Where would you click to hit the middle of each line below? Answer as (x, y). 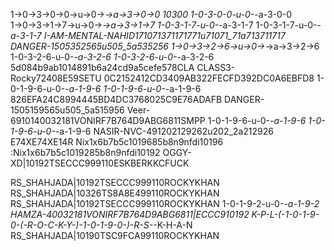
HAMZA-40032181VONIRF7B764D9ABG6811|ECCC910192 (130, 214)
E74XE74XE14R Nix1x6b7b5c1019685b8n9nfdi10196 (117, 142)
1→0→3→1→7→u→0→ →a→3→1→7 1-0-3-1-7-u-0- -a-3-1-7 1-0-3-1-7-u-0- (164, 25)
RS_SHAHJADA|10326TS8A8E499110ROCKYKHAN (115, 193)
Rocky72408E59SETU (56, 78)
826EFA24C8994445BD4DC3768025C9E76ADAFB (116, 99)
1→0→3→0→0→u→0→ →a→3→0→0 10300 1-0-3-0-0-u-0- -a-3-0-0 (151, 14)
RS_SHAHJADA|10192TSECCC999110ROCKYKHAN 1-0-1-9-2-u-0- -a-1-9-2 (165, 203)
